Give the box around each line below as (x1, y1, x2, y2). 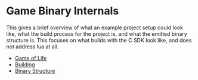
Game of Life (14, 54, 47, 61)
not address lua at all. (6, 43, 59, 50)
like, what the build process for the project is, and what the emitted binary (6, 30, 188, 37)
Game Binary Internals (6, 4, 119, 18)
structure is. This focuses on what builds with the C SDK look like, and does (6, 36, 192, 44)
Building (14, 61, 35, 68)
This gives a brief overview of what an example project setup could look (6, 24, 184, 31)
